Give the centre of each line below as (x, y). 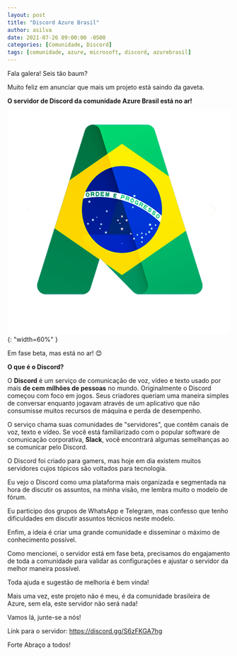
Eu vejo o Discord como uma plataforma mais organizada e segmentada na (117, 482)
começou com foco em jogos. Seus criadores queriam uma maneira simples (118, 396)
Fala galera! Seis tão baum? (48, 73)
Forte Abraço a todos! (39, 645)
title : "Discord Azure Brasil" (53, 22)
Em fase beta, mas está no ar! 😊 (55, 353)
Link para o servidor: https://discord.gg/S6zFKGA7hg (85, 631)
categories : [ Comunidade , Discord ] (60, 45)
